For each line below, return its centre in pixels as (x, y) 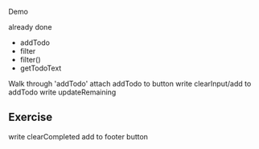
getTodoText (41, 68)
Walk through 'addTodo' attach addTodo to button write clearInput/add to (130, 84)
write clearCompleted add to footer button (78, 136)
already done (30, 27)
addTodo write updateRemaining (62, 92)
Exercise (31, 117)
